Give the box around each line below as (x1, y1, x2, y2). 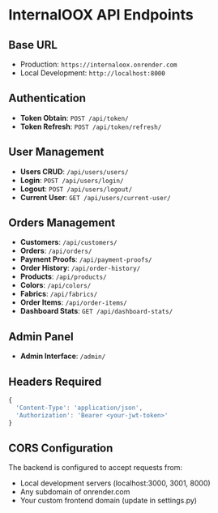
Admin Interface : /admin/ (19, 351, 106, 361)
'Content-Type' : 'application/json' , (15, 404, 143, 412)
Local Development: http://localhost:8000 (19, 68, 166, 78)
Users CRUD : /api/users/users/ (19, 166, 129, 176)
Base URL (8, 38, 58, 52)
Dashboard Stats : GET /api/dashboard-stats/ (19, 306, 173, 316)
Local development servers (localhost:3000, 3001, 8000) (19, 478, 211, 488)
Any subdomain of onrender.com (19, 487, 130, 497)
